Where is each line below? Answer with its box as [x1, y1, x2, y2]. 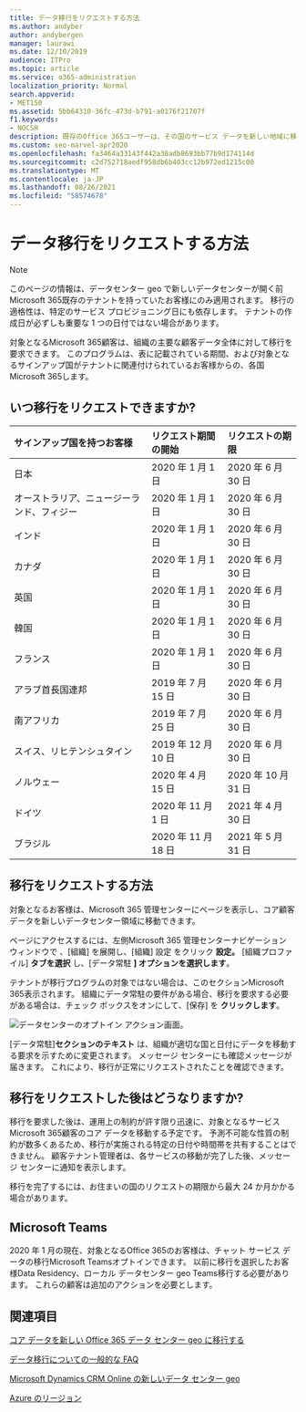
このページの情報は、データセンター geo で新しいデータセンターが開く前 [9, 283, 284, 294]
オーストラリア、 [14, 492, 87, 504]
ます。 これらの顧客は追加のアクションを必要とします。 [9, 1279, 218, 1291]
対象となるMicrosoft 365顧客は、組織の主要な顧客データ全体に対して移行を [9, 337, 293, 348]
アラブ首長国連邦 [14, 683, 88, 696]
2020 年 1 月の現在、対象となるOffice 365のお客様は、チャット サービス [9, 1245, 280, 1256]
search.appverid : [9, 89, 76, 99]
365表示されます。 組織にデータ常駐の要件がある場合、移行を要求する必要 [9, 988, 290, 999]
